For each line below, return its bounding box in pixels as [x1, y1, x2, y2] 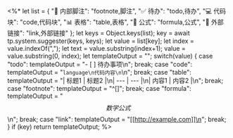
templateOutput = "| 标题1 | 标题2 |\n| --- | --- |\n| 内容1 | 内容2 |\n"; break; [7, 77, 224, 84]
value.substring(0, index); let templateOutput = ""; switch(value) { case [7, 52, 213, 60]
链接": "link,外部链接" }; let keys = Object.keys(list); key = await [7, 29, 190, 37]
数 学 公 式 [106, 103, 131, 112]
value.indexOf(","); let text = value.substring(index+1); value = [7, 44, 187, 52]
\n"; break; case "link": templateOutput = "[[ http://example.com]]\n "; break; [7, 115, 227, 123]
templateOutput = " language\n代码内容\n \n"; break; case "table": [7, 68, 192, 76]
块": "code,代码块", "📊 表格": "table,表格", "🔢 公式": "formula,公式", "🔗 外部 [7, 18, 224, 26]
